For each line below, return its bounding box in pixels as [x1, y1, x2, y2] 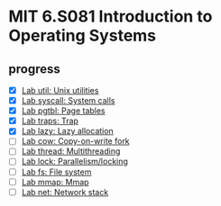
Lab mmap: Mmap [21, 176, 89, 187]
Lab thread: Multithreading [21, 146, 121, 157]
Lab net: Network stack [21, 186, 109, 197]
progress [8, 61, 60, 76]
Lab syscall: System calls [21, 95, 115, 106]
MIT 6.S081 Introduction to [8, 6, 213, 27]
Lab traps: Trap [21, 115, 78, 127]
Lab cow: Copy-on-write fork [21, 136, 130, 147]
